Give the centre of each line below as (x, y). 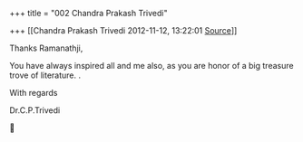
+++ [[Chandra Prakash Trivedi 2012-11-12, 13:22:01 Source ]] (123, 30)
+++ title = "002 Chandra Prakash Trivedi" (88, 13)
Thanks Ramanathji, (46, 48)
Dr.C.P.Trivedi (35, 110)
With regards (34, 93)
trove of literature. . (45, 75)
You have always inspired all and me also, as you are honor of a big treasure (151, 66)
